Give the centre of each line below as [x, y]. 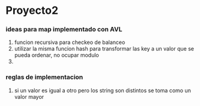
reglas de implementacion [44, 77]
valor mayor [29, 96]
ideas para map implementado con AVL [64, 30]
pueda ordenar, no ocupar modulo [57, 55]
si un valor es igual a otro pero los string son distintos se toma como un [103, 90]
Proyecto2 [32, 11]
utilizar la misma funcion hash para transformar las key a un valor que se [104, 49]
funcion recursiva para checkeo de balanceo [70, 42]
